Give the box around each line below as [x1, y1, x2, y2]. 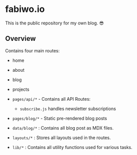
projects [12, 86, 30, 92]
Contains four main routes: [5, 47, 60, 53]
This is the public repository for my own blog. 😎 [5, 20, 104, 26]
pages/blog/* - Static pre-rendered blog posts [12, 115, 107, 121]
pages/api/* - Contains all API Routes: [12, 96, 91, 102]
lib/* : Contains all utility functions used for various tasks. [12, 144, 133, 150]
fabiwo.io [5, 3, 45, 15]
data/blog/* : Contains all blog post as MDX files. [12, 125, 114, 131]
